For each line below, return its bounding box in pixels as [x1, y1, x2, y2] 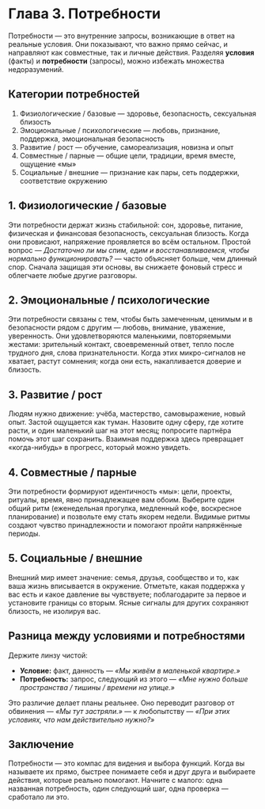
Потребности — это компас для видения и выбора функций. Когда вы [8, 758, 245, 769]
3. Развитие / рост [8, 387, 103, 401]
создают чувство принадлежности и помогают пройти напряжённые [8, 521, 243, 529]
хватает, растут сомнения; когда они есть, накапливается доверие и [8, 357, 242, 366]
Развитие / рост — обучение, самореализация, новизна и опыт [19, 142, 234, 151]
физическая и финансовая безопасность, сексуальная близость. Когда [8, 228, 249, 238]
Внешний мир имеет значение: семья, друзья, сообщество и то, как [8, 572, 240, 582]
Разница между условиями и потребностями [8, 629, 245, 643]
